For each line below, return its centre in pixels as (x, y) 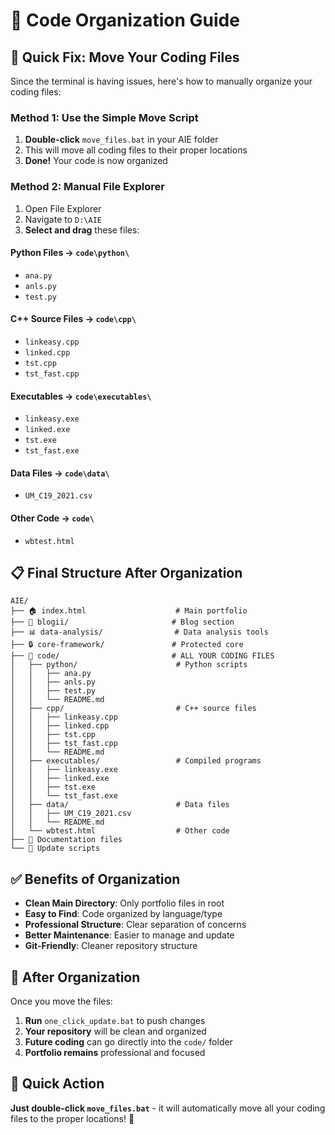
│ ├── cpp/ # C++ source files (133, 709)
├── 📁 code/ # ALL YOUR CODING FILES (142, 656)
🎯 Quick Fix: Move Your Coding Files (125, 57)
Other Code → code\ (52, 518)
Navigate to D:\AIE (63, 219)
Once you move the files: (61, 1001)
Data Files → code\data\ (60, 473)
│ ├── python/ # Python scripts (129, 665)
